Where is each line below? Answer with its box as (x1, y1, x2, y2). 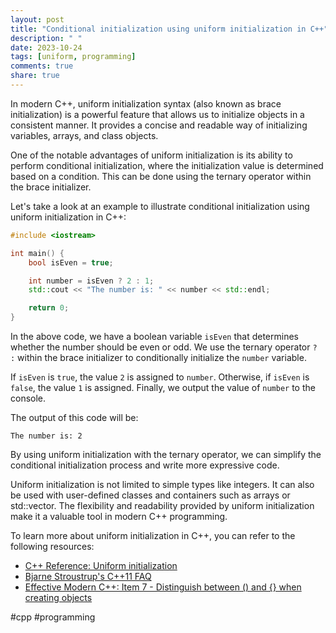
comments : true (10, 61, 74, 71)
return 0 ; (28, 303, 70, 313)
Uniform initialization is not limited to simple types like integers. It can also (10, 479, 315, 490)
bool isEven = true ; (28, 257, 114, 268)
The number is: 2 (10, 431, 83, 441)
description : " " (10, 33, 83, 43)
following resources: (10, 541, 95, 552)
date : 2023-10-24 (10, 42, 83, 53)
